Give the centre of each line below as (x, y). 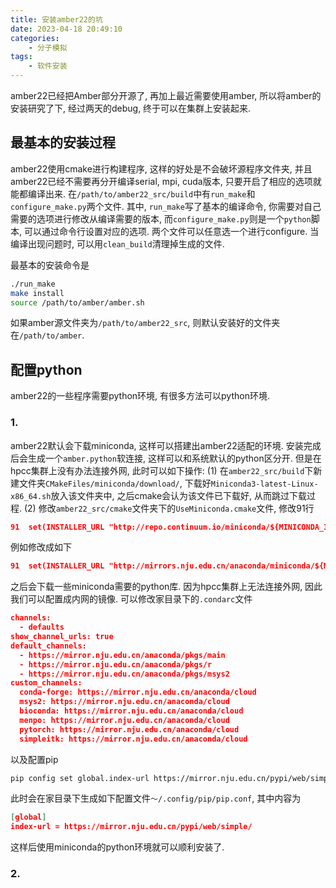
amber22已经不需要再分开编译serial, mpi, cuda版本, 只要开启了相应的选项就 (166, 181)
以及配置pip (34, 759)
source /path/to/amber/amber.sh (77, 302)
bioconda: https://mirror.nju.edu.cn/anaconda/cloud (131, 711)
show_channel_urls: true (62, 637)
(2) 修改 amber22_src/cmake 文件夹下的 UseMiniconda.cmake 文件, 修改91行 (169, 508)
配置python (46, 369)
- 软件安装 (48, 66)
